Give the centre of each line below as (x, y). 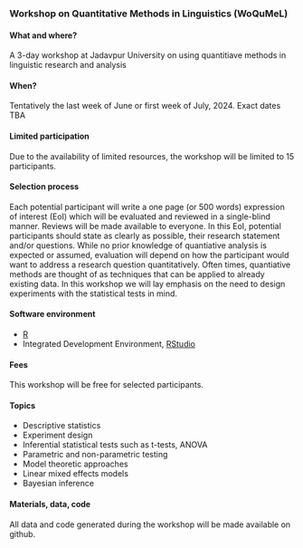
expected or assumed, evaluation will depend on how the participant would (149, 255)
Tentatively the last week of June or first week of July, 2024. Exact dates (145, 106)
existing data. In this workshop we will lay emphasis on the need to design (147, 284)
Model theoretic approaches (75, 464)
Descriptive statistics (62, 426)
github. (23, 534)
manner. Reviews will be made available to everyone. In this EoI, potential (146, 226)
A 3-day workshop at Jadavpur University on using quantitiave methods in (148, 55)
